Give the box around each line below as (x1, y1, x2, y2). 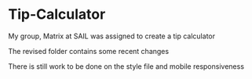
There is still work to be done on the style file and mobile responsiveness (8, 61, 245, 71)
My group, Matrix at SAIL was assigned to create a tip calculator (8, 31, 216, 41)
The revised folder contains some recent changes (8, 46, 170, 56)
